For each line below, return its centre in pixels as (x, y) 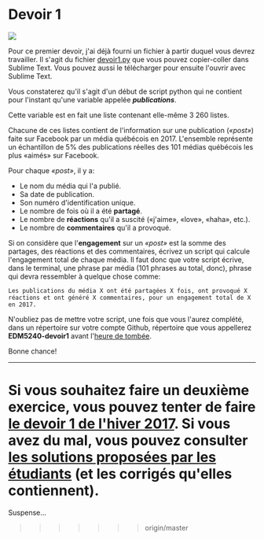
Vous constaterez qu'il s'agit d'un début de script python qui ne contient (125, 91)
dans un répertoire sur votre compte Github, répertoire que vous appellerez (130, 327)
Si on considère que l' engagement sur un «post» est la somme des (117, 242)
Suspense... (27, 512)
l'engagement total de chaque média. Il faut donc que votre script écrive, (126, 259)
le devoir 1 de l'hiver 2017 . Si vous (119, 424)
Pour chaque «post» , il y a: (51, 170)
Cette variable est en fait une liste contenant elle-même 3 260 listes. (119, 115)
